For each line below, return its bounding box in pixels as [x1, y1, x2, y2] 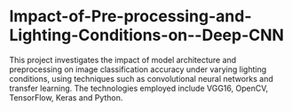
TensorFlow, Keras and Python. [9, 92, 123, 103]
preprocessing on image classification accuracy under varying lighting [9, 64, 267, 75]
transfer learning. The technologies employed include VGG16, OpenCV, [9, 83, 269, 93]
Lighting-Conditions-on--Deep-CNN [9, 25, 284, 45]
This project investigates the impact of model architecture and [9, 54, 237, 65]
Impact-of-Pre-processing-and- [9, 6, 252, 27]
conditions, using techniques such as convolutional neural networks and [9, 73, 273, 84]
